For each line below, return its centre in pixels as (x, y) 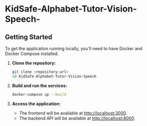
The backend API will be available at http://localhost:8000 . (77, 118)
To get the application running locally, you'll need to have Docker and (74, 49)
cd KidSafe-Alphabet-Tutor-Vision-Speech (54, 76)
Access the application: (36, 104)
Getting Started (29, 37)
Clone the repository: (34, 63)
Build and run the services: (40, 85)
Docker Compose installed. (32, 54)
